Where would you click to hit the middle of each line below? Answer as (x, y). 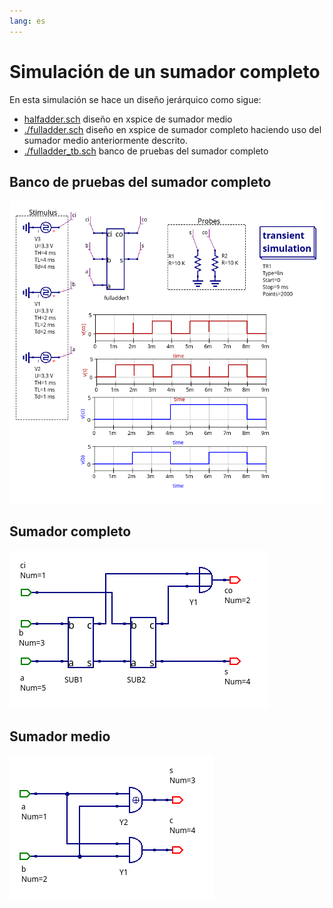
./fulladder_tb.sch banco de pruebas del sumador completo (146, 151)
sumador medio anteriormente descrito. (105, 140)
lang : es (27, 21)
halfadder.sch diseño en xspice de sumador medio (128, 119)
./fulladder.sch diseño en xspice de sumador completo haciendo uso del (172, 129)
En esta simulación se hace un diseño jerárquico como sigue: (135, 99)
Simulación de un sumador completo (165, 71)
